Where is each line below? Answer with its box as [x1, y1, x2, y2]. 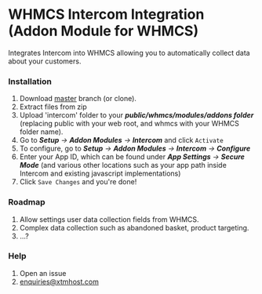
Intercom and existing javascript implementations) [19, 169, 181, 178]
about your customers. [8, 56, 82, 66]
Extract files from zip [19, 102, 88, 111]
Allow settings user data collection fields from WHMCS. [19, 214, 199, 224]
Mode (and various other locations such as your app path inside [19, 161, 227, 170]
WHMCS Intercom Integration [8, 5, 205, 24]
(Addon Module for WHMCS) [8, 22, 198, 40]
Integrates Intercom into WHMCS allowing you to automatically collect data [8, 48, 250, 57]
